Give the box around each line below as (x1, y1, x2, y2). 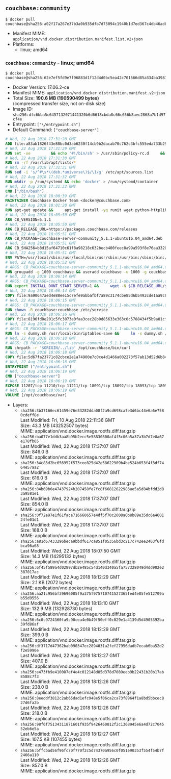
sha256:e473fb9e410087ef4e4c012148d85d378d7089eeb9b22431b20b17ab (20, 670, 164, 675)
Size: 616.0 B (20, 475, 47, 481)
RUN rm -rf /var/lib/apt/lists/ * (5, 160, 76, 165)
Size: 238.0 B (20, 684, 48, 690)
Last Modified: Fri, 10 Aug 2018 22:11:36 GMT (20, 417, 116, 423)
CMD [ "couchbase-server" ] (5, 373, 60, 379)
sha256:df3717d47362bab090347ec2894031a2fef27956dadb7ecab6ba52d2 (20, 643, 164, 649)
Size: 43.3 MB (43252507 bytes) (20, 422, 89, 429)
